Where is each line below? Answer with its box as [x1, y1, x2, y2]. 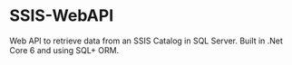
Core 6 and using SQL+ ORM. [9, 44, 120, 55]
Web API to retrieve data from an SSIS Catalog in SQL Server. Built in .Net [9, 35, 284, 46]
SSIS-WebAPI [9, 5, 114, 26]
